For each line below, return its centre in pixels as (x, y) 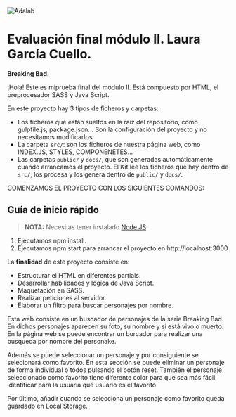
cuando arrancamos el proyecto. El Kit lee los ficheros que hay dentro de (123, 167)
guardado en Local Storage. (47, 406)
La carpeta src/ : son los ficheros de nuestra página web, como (109, 144)
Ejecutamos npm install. (52, 240)
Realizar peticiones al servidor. (62, 297)
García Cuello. (50, 54)
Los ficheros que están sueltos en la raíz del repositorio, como (107, 122)
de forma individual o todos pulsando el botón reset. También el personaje (115, 370)
